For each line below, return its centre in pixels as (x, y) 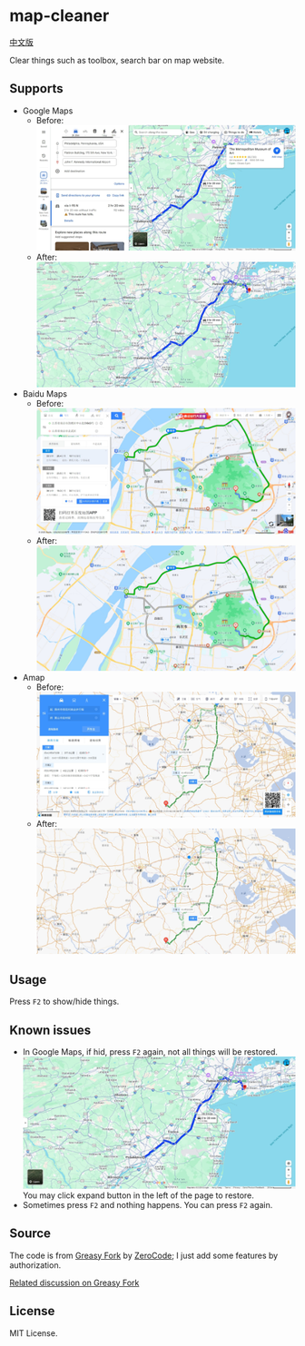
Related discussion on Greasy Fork (74, 1282)
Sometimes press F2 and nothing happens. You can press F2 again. (148, 1204)
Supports (36, 88)
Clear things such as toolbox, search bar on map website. (117, 60)
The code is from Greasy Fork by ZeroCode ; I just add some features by (144, 1255)
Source (30, 1234)
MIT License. (34, 1333)
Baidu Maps (45, 394)
